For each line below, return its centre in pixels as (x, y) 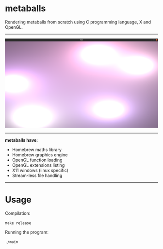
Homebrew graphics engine (40, 154)
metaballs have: (22, 140)
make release (18, 223)
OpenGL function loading (37, 160)
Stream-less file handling (37, 175)
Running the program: (27, 232)
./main (12, 242)
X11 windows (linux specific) (40, 170)
